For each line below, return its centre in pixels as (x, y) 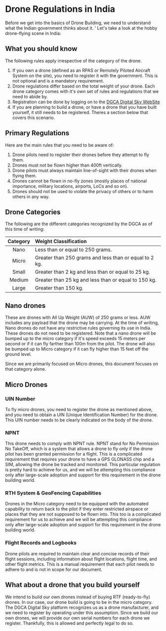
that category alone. (26, 369)
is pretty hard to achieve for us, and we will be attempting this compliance (80, 470)
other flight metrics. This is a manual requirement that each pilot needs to (80, 564)
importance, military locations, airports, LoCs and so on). (70, 186)
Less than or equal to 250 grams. (73, 250)
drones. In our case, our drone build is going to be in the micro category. (79, 602)
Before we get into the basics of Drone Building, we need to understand (78, 23)
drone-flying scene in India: (33, 33)
